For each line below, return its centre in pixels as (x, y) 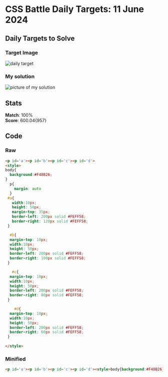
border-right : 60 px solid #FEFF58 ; (47, 332)
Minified (15, 359)
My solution (20, 76)
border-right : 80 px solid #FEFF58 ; (47, 295)
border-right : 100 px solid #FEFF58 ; (48, 258)
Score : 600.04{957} (26, 120)
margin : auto (28, 189)
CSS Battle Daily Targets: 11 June (74, 9)
